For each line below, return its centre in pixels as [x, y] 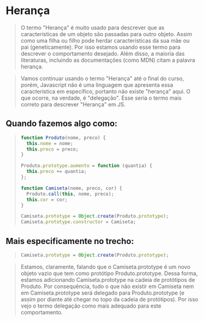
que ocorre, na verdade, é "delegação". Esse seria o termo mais [101, 98]
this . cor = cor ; [47, 199]
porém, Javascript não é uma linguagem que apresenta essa [97, 85]
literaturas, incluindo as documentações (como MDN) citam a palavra [108, 60]
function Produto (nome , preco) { [63, 138]
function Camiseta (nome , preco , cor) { [71, 188]
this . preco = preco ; [53, 149]
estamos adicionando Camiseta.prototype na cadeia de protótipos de [108, 279]
